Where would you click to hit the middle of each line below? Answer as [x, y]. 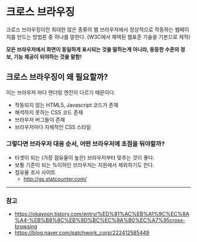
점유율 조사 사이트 [35, 173]
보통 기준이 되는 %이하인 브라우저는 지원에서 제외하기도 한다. [84, 165]
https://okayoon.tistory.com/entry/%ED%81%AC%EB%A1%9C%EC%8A [102, 214]
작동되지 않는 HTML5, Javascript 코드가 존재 [66, 105]
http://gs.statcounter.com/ [55, 179]
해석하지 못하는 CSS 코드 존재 [49, 112]
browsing [26, 227]
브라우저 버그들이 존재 [40, 120]
